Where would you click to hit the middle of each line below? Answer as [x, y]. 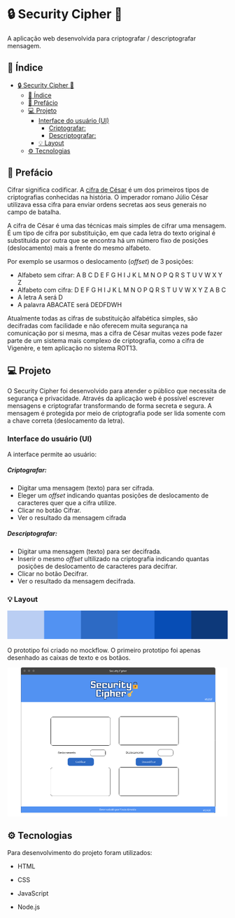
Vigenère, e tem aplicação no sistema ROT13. [72, 348]
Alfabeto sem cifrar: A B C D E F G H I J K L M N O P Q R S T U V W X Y [120, 275]
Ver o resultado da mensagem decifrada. [76, 581]
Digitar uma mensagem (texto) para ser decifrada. [90, 551]
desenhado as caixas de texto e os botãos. [69, 658]
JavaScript [33, 893]
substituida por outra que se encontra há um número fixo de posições [108, 240]
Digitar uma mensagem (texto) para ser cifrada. [86, 488]
